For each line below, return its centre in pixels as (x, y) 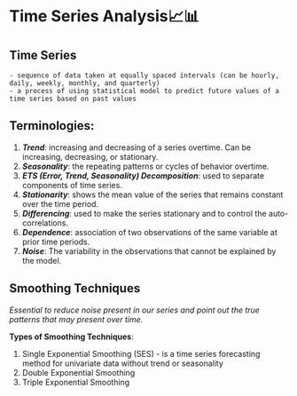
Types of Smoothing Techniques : (72, 337)
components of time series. (72, 185)
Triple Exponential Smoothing (76, 382)
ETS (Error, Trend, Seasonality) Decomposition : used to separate (143, 175)
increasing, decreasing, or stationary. (90, 156)
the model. (42, 260)
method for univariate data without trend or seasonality (123, 363)
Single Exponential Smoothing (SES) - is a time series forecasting (141, 353)
